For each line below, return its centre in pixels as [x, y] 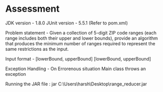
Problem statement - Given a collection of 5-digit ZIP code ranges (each [81, 33]
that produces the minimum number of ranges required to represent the [80, 43]
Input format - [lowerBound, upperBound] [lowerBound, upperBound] [78, 58]
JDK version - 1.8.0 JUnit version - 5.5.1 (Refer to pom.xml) [67, 23]
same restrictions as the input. [37, 49]
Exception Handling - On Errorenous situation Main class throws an [76, 69]
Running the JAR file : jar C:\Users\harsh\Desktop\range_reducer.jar [76, 84]
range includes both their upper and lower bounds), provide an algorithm [81, 38]
